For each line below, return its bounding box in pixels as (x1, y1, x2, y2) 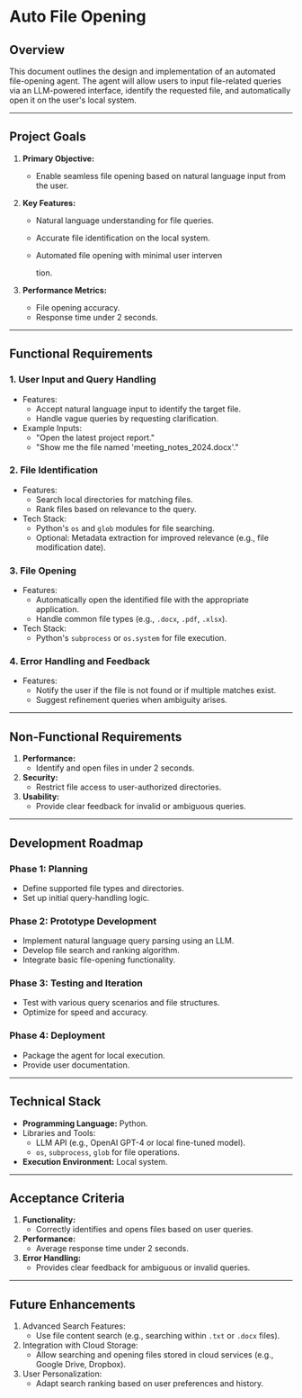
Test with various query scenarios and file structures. (22, 997, 220, 1008)
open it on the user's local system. (9, 95, 138, 105)
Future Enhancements (9, 1296, 137, 1312)
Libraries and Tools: (22, 1127, 96, 1138)
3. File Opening (9, 564, 76, 577)
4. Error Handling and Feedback (9, 655, 151, 668)
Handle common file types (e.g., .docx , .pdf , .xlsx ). (35, 614, 227, 625)
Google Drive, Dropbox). (35, 1359, 127, 1370)
